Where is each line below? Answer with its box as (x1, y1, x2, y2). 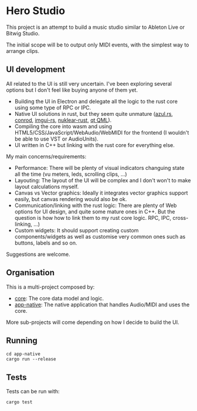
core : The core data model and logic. (14, 295, 104, 302)
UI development (6, 65, 66, 75)
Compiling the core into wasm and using (14, 122, 113, 130)
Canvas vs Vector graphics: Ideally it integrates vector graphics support (14, 189, 188, 196)
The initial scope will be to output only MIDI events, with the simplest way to (6, 41, 189, 48)
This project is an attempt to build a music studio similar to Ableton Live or (6, 24, 185, 31)
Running (6, 335, 38, 345)
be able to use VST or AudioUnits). (14, 135, 98, 142)
